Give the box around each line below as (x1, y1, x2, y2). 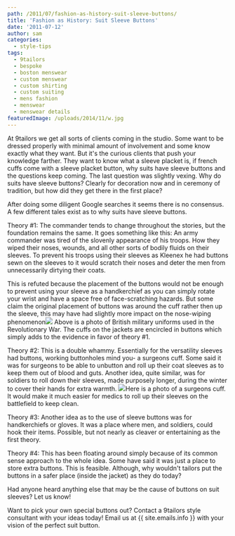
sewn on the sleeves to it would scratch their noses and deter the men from (7, 258, 226, 267)
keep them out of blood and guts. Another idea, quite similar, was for (7, 368, 206, 377)
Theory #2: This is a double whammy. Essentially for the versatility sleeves (7, 346, 223, 355)
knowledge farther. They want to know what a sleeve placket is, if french (7, 156, 217, 165)
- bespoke (13, 63, 42, 70)
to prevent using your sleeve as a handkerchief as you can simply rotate (7, 287, 215, 295)
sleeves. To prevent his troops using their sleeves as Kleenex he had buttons (7, 251, 229, 259)
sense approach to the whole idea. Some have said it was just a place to (7, 456, 216, 464)
